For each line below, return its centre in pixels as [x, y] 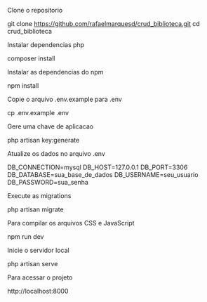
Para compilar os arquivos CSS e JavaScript [71, 223]
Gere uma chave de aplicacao [50, 126]
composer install [31, 58]
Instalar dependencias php [46, 45]
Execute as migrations [39, 196]
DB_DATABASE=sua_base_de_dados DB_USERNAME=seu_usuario [103, 175]
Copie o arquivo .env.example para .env [65, 99]
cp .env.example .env [38, 113]
